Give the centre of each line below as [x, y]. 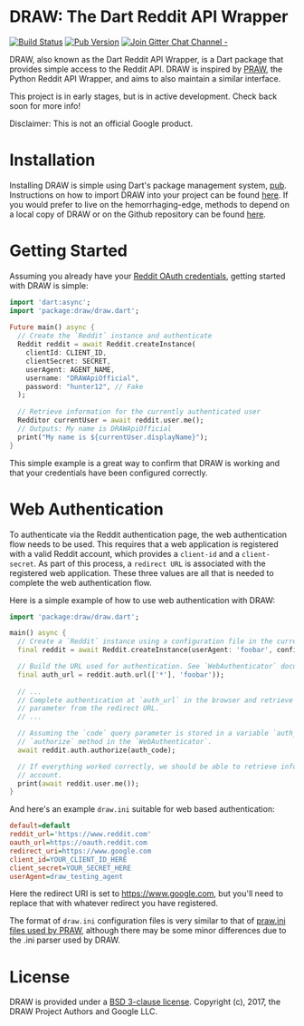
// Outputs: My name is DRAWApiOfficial [95, 428]
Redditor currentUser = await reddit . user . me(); [111, 420]
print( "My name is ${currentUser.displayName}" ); [113, 437]
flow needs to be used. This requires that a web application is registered [144, 544]
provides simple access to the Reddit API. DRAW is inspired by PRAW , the [146, 69]
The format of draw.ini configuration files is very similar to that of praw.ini [148, 921]
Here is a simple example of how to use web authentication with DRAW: [142, 600]
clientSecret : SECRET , [68, 361]
